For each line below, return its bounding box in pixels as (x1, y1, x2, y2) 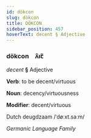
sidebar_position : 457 (6, 26, 64, 32)
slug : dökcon (6, 15, 39, 21)
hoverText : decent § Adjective (6, 32, 86, 38)
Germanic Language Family (6, 125, 76, 133)
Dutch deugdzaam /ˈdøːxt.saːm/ (6, 113, 85, 120)
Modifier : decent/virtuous (6, 102, 72, 109)
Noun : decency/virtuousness (6, 89, 79, 97)
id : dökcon (6, 9, 34, 15)
